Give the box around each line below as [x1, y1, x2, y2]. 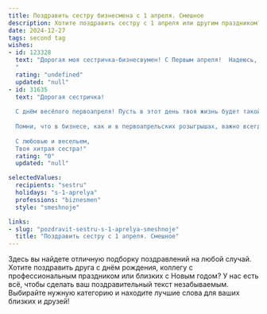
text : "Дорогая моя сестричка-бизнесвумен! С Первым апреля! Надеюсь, [15, 56, 258, 64]
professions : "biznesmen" [15, 196, 102, 204]
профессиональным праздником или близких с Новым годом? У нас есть [8, 271, 259, 281]
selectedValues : [8, 174, 62, 182]
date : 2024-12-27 [8, 26, 66, 34]
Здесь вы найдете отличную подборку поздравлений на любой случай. [8, 254, 252, 264]
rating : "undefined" [15, 71, 83, 79]
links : [8, 218, 30, 226]
